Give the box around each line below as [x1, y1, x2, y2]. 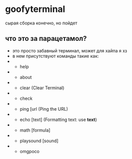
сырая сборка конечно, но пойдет [5, 20, 78, 26]
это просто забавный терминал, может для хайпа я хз [12, 47, 128, 53]
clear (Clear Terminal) [19, 85, 65, 91]
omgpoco [19, 148, 40, 154]
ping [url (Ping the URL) [19, 106, 68, 112]
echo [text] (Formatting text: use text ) [19, 116, 97, 123]
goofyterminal [5, 3, 66, 15]
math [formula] [19, 127, 51, 133]
